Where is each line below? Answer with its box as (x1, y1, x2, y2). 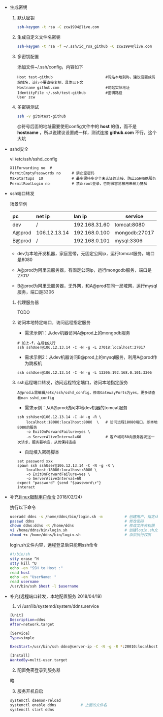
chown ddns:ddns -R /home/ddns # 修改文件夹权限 (9, 523, 155, 528)
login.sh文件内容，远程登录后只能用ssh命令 (9, 542, 98, 548)
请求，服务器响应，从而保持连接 (21, 440, 76, 445)
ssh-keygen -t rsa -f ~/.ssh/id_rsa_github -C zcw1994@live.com (17, 44, 152, 49)
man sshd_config (21, 395, 54, 400)
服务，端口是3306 (17, 289, 54, 294)
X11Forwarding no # (9, 165, 52, 170)
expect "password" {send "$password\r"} (17, 480, 101, 485)
